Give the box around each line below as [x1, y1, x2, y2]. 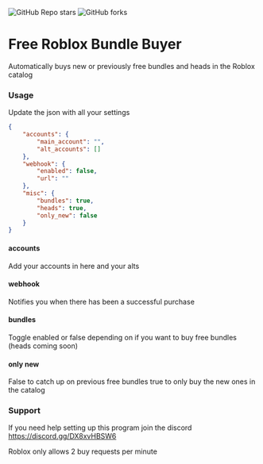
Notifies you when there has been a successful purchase [8, 297, 195, 306]
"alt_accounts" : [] [37, 145, 102, 153]
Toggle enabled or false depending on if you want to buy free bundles [8, 332, 237, 342]
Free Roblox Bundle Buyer [8, 36, 182, 53]
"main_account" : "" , [37, 137, 105, 146]
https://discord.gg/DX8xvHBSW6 [8, 431, 117, 441]
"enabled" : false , [37, 167, 98, 175]
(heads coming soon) [8, 341, 78, 351]
